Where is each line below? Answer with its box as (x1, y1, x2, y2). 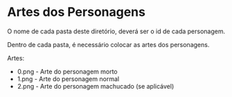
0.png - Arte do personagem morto (17, 67, 118, 76)
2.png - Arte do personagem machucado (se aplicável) (17, 82, 175, 90)
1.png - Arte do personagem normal (17, 74, 120, 83)
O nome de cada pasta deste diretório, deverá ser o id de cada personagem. (7, 27, 226, 35)
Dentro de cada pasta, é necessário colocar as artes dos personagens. (7, 40, 210, 48)
